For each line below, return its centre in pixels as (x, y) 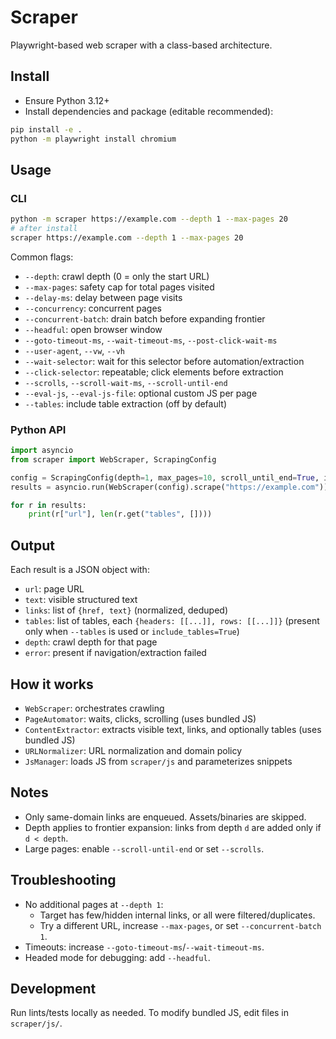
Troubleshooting (63, 880)
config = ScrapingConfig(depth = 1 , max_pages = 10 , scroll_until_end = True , (165, 477)
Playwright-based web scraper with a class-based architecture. (141, 45)
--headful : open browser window (93, 329)
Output (32, 545)
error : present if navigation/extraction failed (115, 653)
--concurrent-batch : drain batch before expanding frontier (145, 318)
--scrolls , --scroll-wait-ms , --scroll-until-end (126, 382)
